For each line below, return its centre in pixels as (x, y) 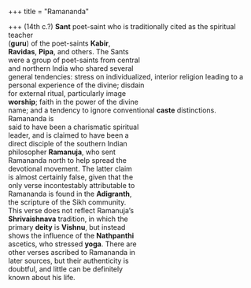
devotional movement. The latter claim (70, 169)
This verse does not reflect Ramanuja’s (71, 210)
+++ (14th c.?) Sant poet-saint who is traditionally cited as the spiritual (122, 26)
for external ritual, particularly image (67, 93)
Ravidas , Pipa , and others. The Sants (68, 52)
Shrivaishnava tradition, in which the (68, 219)
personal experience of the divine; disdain (76, 85)
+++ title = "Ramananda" (48, 11)
